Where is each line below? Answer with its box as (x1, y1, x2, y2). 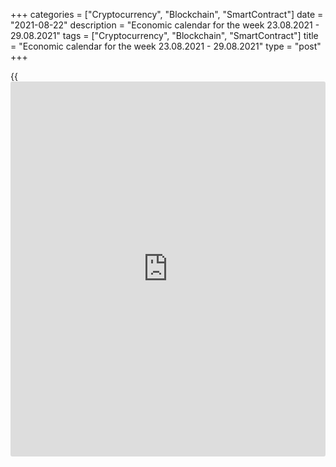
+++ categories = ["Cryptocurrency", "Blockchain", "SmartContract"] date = (10, 9, 324, 20)
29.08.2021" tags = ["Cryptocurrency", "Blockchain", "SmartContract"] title (10, 30, 319, 41)
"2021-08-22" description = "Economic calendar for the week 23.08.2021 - (10, 19, 320, 31)
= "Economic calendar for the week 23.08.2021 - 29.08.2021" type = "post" (10, 40, 322, 52)
